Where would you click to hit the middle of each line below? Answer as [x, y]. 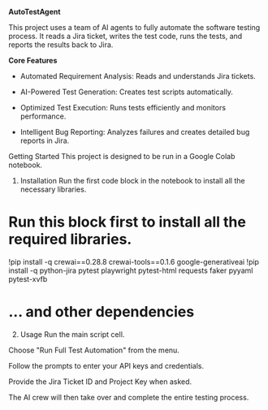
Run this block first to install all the [127, 222]
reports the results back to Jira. [61, 45]
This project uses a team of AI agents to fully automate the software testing [134, 27]
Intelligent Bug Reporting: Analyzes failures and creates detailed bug [135, 132]
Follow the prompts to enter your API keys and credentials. [106, 365]
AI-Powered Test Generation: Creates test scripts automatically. [127, 92]
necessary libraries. [53, 189]
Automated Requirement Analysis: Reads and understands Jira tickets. [138, 76]
